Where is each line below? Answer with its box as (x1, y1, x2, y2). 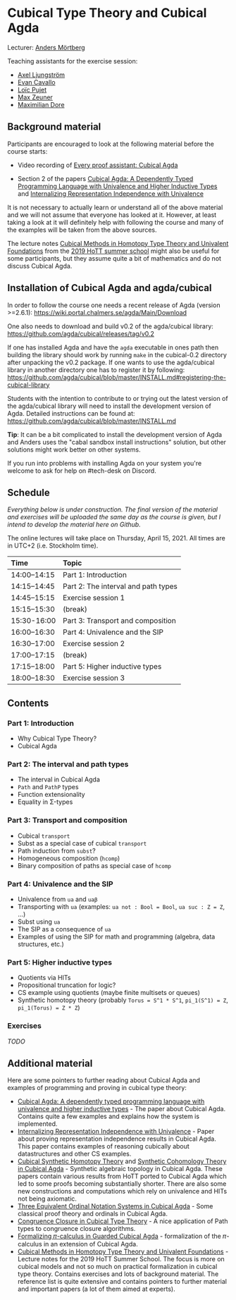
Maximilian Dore (17, 100, 65, 109)
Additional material (7, 1057, 93, 1069)
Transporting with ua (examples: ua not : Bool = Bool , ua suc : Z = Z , (17, 902, 225, 910)
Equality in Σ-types (17, 798, 73, 806)
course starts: (7, 147, 48, 156)
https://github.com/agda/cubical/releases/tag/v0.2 (7, 329, 155, 338)
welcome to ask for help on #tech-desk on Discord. (7, 466, 156, 475)
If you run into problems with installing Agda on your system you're (7, 459, 202, 467)
